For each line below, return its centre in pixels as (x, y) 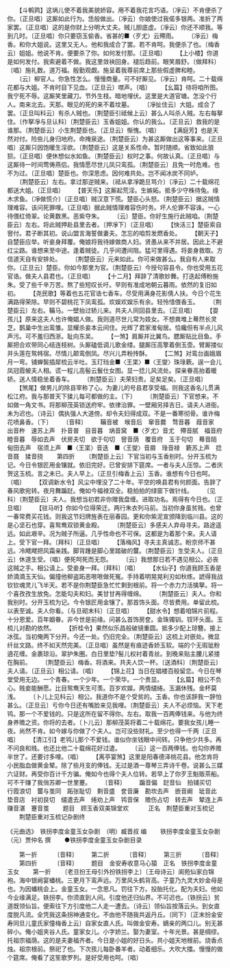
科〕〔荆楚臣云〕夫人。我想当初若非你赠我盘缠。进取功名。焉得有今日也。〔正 (115, 499)
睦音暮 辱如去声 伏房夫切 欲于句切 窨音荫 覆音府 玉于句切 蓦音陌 (112, 439)
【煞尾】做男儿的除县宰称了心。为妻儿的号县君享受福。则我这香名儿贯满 (119, 388)
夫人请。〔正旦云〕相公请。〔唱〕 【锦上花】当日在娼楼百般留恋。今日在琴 (114, 671)
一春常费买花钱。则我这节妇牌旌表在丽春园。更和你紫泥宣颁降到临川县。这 (112, 516)
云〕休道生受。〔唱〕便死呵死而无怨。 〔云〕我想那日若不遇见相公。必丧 (113, 559)
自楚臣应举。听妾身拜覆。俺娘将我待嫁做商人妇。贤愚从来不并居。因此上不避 (115, 242)
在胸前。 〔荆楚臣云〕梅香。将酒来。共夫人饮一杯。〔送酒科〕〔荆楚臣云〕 (114, 662)
